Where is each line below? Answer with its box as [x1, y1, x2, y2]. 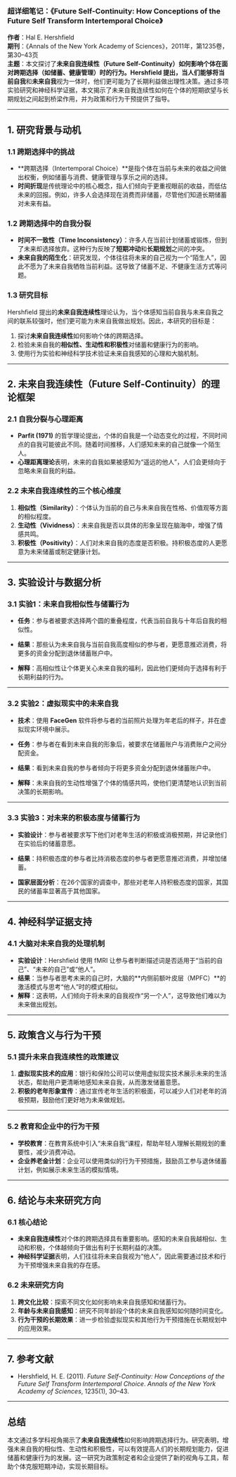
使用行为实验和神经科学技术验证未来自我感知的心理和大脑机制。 [17, 349, 202, 357]
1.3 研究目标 [7, 290, 48, 300]
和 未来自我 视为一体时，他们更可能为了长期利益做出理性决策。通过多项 [25, 77, 229, 86]
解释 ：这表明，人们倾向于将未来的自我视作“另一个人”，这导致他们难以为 [17, 991, 227, 999]
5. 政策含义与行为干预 [7, 1029, 101, 1041]
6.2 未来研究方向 [7, 1280, 64, 1290]
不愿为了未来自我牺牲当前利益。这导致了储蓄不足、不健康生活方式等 [23, 262, 221, 271]
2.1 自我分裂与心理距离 [7, 414, 84, 423]
